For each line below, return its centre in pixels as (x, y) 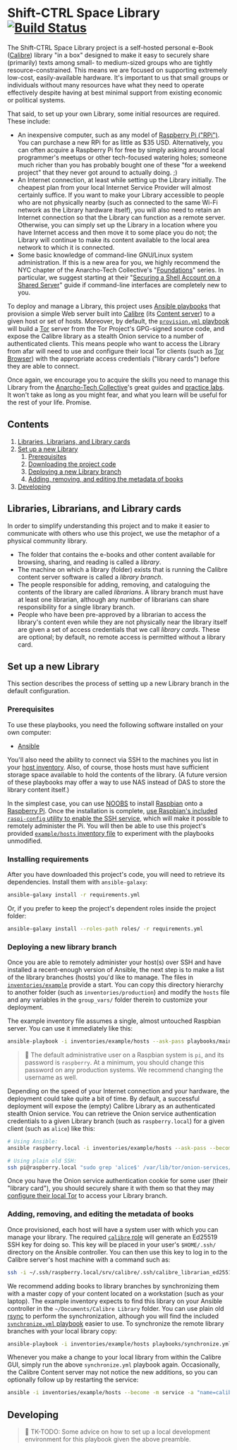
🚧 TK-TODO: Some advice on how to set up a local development (117, 1432)
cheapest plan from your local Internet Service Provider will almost (114, 187)
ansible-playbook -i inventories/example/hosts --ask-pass (96, 1042)
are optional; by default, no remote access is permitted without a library (121, 637)
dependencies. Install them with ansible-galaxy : (78, 882)
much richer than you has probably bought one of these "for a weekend (122, 164)
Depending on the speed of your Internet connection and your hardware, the (119, 1091)
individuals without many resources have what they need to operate (106, 85)
